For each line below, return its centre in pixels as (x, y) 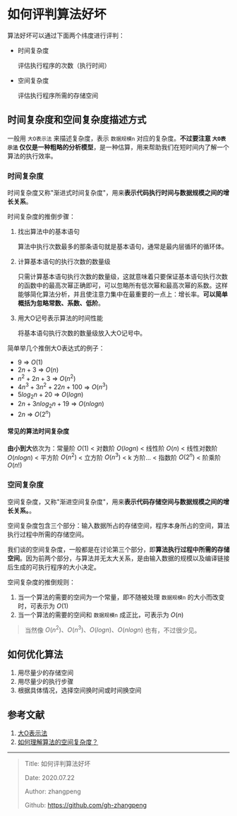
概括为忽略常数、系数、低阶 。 (61, 303)
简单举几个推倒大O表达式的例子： (56, 348)
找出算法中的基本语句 (48, 232)
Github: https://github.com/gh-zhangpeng (85, 805)
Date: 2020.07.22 (50, 778)
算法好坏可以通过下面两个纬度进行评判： (66, 35)
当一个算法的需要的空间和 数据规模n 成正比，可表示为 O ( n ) (101, 615)
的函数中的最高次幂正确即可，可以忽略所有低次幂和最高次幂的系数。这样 (122, 285)
